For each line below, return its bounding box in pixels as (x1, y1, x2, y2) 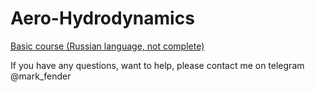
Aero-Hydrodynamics (10, 7, 195, 30)
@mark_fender (10, 70, 72, 82)
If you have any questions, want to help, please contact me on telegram (10, 59, 305, 71)
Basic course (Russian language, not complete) (10, 40, 205, 52)
